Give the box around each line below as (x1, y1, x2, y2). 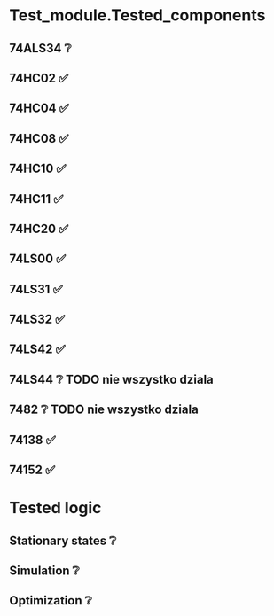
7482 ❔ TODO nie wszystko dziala (9, 402, 200, 417)
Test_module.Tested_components (9, 5, 266, 26)
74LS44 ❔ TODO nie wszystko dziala (9, 371, 215, 386)
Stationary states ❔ (9, 533, 117, 548)
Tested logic (9, 498, 102, 519)
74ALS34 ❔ (9, 41, 72, 56)
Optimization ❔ (9, 593, 92, 608)
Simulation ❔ (9, 564, 80, 579)
